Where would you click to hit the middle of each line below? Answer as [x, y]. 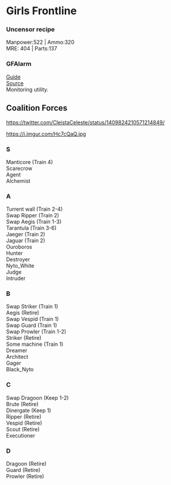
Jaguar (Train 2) [26, 240]
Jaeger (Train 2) [26, 235]
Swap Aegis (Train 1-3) [34, 222]
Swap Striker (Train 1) [32, 307]
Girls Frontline [42, 11]
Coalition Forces [37, 108]
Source [15, 83]
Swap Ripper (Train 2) [33, 216]
